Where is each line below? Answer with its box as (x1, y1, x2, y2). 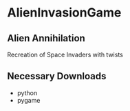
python (17, 88, 38, 97)
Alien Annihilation (7, 32, 86, 44)
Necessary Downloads (7, 70, 107, 82)
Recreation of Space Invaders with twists (7, 50, 124, 59)
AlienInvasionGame (7, 5, 122, 21)
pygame (17, 96, 41, 104)
